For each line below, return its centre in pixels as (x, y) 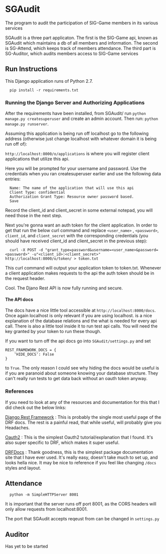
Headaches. (17, 428)
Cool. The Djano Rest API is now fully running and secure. (64, 288)
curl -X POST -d (26, 250)
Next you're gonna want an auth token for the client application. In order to (81, 225)
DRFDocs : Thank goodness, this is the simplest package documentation (79, 452)
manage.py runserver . (27, 124)
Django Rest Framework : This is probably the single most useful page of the (83, 417)
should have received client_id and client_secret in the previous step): (76, 241)
